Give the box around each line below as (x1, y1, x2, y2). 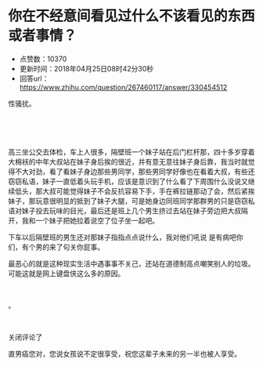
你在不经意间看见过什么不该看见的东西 (8, 7, 256, 25)
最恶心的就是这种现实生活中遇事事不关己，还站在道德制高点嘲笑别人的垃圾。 (8, 259, 255, 268)
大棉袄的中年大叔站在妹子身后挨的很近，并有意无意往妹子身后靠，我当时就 (8, 157, 248, 166)
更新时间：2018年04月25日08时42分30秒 (19, 63, 154, 73)
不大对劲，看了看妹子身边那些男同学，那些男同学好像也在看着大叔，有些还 (14, 166, 255, 176)
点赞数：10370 (19, 54, 67, 63)
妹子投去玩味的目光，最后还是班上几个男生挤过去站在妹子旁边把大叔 (21, 205, 241, 216)
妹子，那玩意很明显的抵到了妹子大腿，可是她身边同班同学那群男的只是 (8, 196, 235, 205)
